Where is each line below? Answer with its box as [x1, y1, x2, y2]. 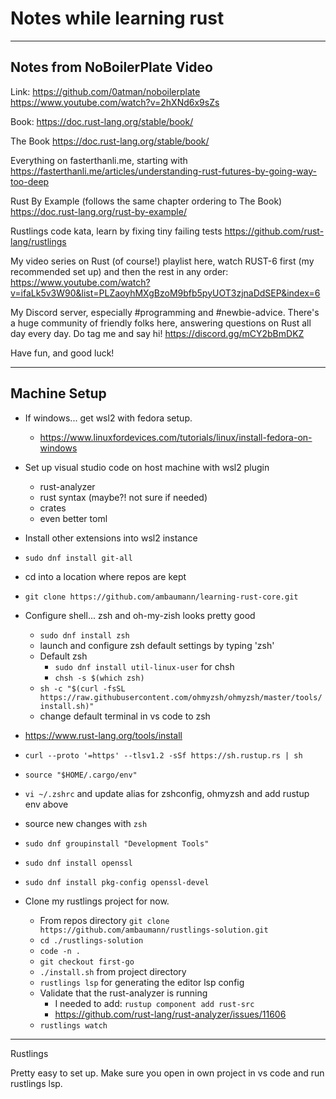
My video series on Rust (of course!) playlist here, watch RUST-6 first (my [10, 255, 315, 267]
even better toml [39, 512, 108, 524]
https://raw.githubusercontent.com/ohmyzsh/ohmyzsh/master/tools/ [39, 692, 323, 702]
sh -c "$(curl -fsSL [39, 683, 126, 694]
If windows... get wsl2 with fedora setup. [24, 412, 193, 424]
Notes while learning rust [10, 7, 225, 30]
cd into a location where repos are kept [24, 570, 187, 582]
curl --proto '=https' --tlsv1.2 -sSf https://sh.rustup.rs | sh [24, 750, 303, 761]
